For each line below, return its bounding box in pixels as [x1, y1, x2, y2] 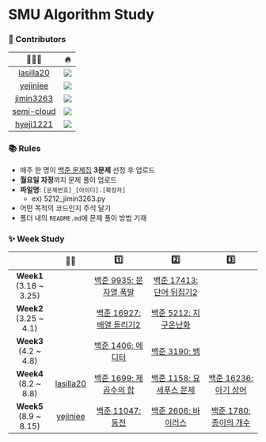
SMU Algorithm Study [8, 6, 154, 24]
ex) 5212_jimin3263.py [31, 194, 106, 203]
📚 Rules [8, 143, 41, 154]
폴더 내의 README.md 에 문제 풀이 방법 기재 [19, 213, 147, 222]
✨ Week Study [8, 233, 65, 244]
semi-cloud [12, 106, 56, 117]
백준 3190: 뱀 [150, 346, 200, 357]
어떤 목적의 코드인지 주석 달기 [19, 203, 111, 213]
